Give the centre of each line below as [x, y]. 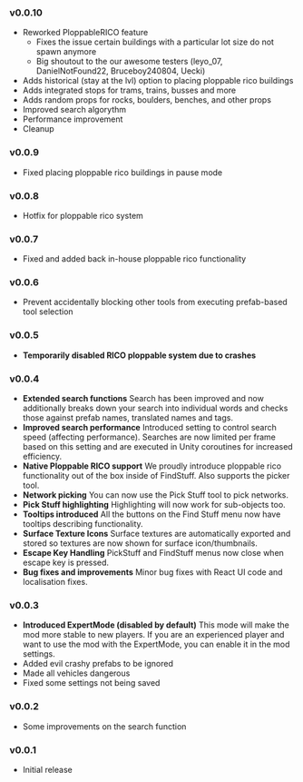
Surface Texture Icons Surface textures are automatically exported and [156, 534]
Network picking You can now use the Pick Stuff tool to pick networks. [155, 495]
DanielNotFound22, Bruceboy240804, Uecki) [121, 71]
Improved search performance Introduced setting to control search [149, 428]
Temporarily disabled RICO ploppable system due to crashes [139, 355]
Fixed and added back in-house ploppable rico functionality [134, 259]
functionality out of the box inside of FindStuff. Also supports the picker [156, 476]
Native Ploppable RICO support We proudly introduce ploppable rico [152, 466]
